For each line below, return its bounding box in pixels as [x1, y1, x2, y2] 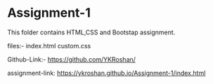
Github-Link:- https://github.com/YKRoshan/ [7, 55, 136, 64]
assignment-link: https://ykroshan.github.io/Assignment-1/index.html [7, 69, 206, 77]
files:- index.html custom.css [7, 41, 91, 50]
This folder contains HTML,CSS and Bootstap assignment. [7, 28, 176, 36]
